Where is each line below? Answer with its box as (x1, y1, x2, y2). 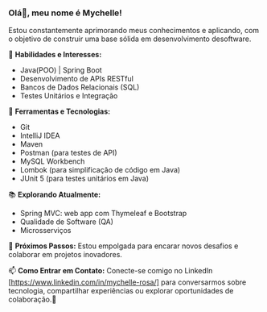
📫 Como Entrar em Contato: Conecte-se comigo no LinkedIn (8, 266, 213, 276)
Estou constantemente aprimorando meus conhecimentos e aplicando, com (8, 26, 260, 35)
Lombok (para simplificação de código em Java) (19, 165, 181, 175)
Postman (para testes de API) (19, 148, 118, 158)
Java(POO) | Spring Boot (19, 65, 102, 75)
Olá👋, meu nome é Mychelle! (8, 7, 122, 19)
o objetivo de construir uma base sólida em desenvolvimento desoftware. (8, 34, 252, 44)
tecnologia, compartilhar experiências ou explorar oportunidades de (8, 286, 234, 296)
